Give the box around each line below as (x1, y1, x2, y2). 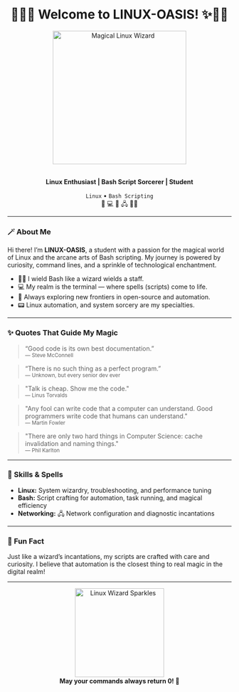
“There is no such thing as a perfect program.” (24, 364, 161, 373)
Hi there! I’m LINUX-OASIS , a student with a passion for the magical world (7, 245, 225, 255)
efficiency (17, 501, 48, 509)
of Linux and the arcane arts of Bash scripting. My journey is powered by (7, 253, 221, 262)
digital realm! (7, 568, 46, 576)
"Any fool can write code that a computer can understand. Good (24, 404, 213, 412)
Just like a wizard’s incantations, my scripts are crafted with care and (7, 553, 210, 561)
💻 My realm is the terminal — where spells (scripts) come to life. (17, 282, 208, 291)
